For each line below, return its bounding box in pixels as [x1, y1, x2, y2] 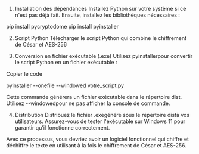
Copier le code [6, 70, 43, 77]
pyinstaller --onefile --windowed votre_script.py [6, 82, 124, 89]
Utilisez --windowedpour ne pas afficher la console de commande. [6, 100, 170, 107]
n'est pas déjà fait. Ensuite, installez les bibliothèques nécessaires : [14, 11, 181, 19]
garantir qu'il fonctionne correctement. [14, 124, 110, 131]
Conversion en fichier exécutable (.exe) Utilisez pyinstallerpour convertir [14, 53, 193, 59]
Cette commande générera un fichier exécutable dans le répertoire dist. [6, 94, 182, 100]
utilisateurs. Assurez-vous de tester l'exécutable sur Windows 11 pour [14, 118, 186, 125]
